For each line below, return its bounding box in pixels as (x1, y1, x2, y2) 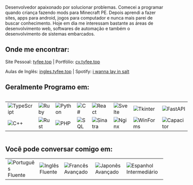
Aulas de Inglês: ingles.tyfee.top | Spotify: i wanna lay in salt (5, 68, 129, 74)
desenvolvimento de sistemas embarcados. (5, 31, 95, 37)
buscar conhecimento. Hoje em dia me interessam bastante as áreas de (5, 20, 154, 26)
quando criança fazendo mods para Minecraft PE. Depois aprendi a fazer (5, 10, 156, 16)
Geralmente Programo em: (5, 83, 90, 92)
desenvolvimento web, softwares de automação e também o (5, 26, 130, 32)
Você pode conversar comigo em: (5, 145, 113, 153)
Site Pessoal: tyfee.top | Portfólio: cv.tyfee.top (5, 59, 100, 65)
